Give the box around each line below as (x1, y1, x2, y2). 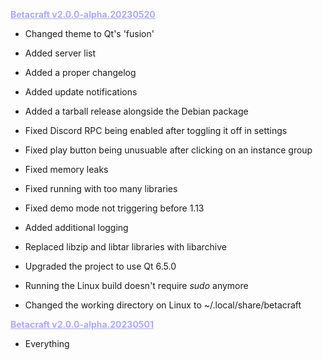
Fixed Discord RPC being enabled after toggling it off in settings (24, 125, 288, 136)
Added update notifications (24, 86, 138, 98)
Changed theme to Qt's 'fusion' (24, 28, 155, 39)
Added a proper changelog (24, 67, 137, 78)
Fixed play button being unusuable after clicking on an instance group (24, 144, 313, 156)
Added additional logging (24, 222, 129, 233)
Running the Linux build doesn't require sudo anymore (24, 280, 249, 291)
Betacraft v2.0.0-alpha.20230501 (10, 319, 155, 330)
